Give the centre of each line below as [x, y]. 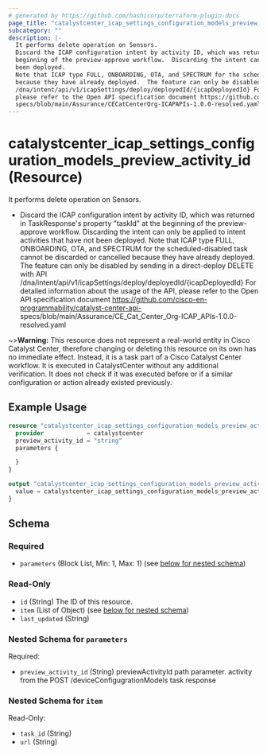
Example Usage [48, 408]
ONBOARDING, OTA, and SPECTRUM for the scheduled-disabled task [133, 249]
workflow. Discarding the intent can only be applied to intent [147, 232]
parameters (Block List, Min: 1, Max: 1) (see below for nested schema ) [133, 564]
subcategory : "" [35, 30]
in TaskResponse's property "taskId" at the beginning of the [118, 223]
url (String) [39, 742]
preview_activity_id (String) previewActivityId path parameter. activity [136, 672]
